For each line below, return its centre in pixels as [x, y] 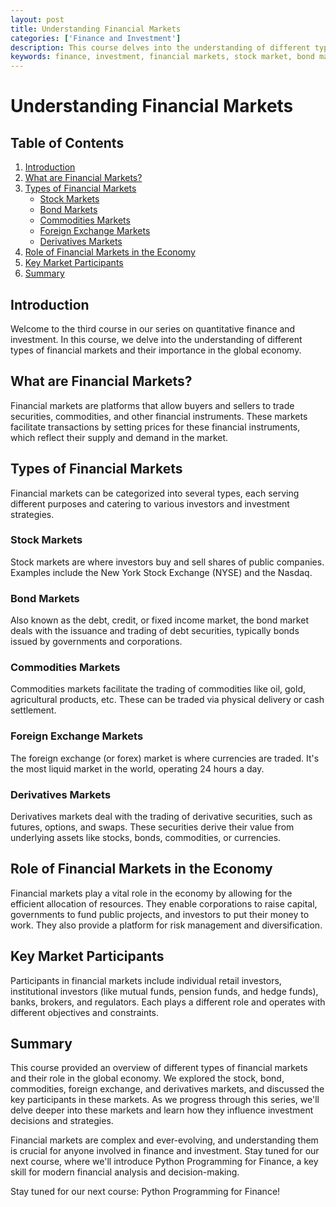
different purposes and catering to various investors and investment [150, 503]
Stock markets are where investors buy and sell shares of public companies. [167, 562]
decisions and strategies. [62, 1121]
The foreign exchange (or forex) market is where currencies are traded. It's [165, 758]
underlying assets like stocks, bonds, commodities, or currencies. [146, 838]
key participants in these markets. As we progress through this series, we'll [165, 1100]
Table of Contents [67, 142]
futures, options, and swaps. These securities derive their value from [152, 827]
